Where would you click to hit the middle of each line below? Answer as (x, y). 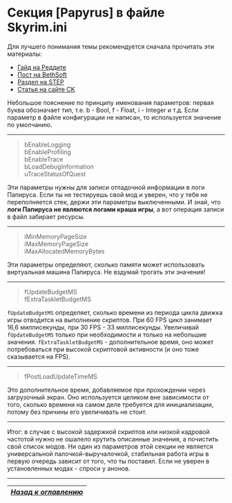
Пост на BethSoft (42, 75)
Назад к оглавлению (47, 492)
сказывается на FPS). (39, 357)
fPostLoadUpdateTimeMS (61, 376)
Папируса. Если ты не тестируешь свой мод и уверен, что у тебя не (108, 194)
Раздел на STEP (40, 82)
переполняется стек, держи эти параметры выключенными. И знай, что (114, 202)
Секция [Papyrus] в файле (86, 13)
